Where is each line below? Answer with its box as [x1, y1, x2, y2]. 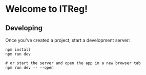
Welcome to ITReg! [5, 3, 88, 15]
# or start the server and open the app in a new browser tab [5, 61, 141, 66]
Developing [5, 24, 43, 32]
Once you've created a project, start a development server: [5, 37, 131, 43]
